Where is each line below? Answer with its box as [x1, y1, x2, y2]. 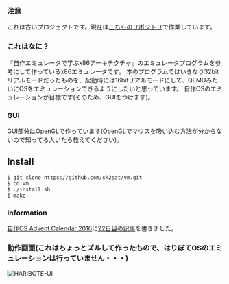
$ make [7, 192, 26, 199]
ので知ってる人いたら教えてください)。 [12, 135, 123, 143]
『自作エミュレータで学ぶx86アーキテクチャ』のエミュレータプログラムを [7, 58, 216, 67]
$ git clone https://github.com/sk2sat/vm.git [7, 174, 143, 181]
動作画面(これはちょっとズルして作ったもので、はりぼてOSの [7, 243, 209, 252]
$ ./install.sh [7, 186, 51, 193]
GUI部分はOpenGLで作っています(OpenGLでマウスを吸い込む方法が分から [7, 127, 217, 135]
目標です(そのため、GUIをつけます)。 [49, 93, 154, 101]
